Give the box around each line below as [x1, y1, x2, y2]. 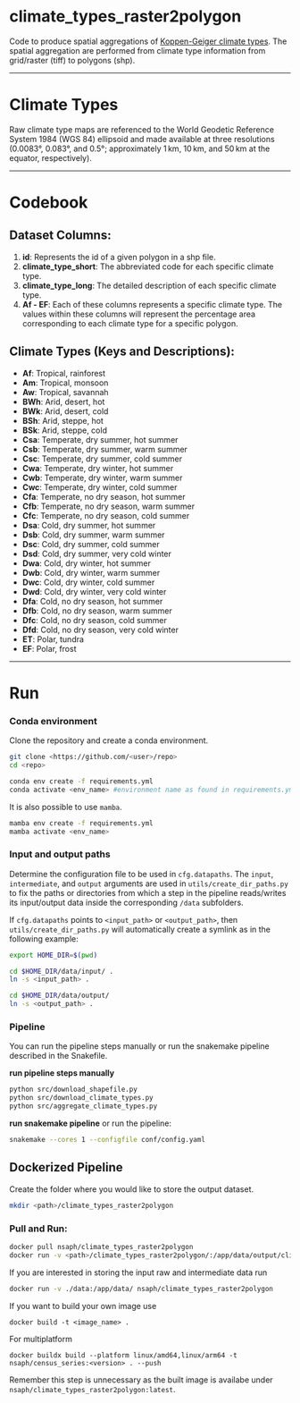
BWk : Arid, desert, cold [21, 405, 109, 417]
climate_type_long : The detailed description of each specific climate [21, 280, 277, 291]
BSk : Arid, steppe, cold [21, 425, 107, 435]
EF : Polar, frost [21, 643, 77, 654]
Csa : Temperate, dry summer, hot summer [21, 434, 179, 444]
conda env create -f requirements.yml [9, 776, 154, 786]
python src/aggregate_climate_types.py [9, 1102, 158, 1111]
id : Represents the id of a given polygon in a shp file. [21, 251, 216, 262]
